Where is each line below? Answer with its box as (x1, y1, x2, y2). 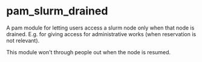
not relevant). (6, 37, 40, 44)
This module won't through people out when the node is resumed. (6, 48, 171, 55)
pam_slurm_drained (6, 4, 108, 18)
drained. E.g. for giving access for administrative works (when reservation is (6, 30, 197, 37)
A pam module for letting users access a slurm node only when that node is (6, 24, 195, 31)
